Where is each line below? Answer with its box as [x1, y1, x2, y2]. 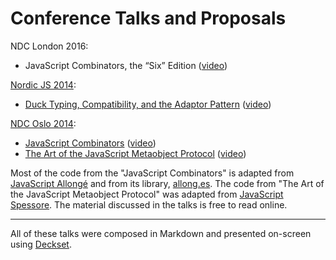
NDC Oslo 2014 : [10, 117, 77, 129]
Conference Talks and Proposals [10, 7, 287, 30]
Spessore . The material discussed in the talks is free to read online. [10, 198, 288, 211]
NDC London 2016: [10, 40, 89, 52]
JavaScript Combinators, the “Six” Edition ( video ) [24, 59, 228, 71]
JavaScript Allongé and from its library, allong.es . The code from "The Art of [10, 177, 325, 189]
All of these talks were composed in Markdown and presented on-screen [10, 227, 312, 239]
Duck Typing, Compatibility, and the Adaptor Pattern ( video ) [24, 98, 272, 110]
